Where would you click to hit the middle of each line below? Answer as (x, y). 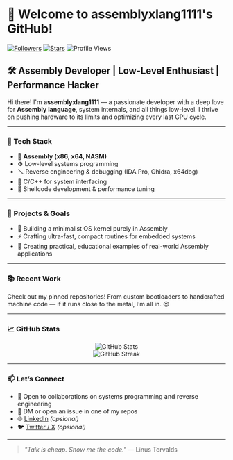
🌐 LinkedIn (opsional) (48, 419)
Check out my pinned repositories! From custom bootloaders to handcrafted (116, 296)
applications (35, 254)
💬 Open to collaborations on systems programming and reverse (108, 397)
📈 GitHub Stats (34, 329)
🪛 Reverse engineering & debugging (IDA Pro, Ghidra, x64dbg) (107, 172)
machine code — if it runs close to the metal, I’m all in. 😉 (88, 304)
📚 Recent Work (34, 279)
